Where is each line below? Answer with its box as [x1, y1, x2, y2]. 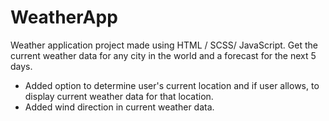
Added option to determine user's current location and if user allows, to [24, 79, 320, 91]
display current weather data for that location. [24, 90, 214, 102]
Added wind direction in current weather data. [24, 101, 215, 113]
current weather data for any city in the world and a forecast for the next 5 [10, 49, 317, 61]
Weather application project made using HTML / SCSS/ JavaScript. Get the [10, 39, 318, 51]
